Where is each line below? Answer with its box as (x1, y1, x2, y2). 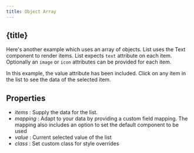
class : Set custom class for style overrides (14, 140, 119, 147)
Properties (6, 93, 46, 103)
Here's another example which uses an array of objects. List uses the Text (6, 46, 186, 53)
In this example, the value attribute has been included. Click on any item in (6, 70, 186, 77)
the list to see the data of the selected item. (6, 76, 111, 83)
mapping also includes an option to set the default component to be (14, 121, 179, 128)
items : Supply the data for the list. (14, 109, 98, 116)
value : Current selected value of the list (14, 134, 112, 141)
